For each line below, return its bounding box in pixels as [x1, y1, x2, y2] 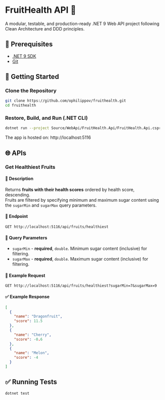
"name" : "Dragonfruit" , [14, 314, 63, 319]
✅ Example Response [5, 294, 50, 300]
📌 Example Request [5, 272, 46, 278]
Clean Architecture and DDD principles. [5, 26, 85, 31]
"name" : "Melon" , [14, 350, 50, 355]
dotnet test [5, 391, 29, 396]
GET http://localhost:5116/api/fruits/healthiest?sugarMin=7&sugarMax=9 [5, 283, 157, 289]
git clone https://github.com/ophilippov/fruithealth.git [5, 98, 126, 104]
